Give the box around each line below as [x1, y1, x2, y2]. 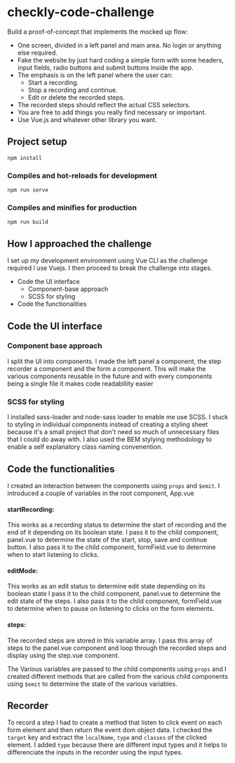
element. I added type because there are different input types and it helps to [7, 741, 228, 749]
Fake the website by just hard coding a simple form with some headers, [17, 55, 224, 64]
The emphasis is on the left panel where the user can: [17, 71, 173, 79]
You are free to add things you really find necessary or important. [17, 108, 207, 116]
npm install [7, 154, 42, 161]
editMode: [7, 566, 39, 575]
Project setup [7, 136, 68, 148]
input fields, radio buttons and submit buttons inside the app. [17, 63, 194, 72]
